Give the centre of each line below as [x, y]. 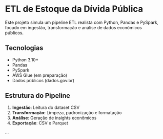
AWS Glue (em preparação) [40, 75]
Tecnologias [24, 48]
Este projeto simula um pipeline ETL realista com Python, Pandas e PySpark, [82, 22]
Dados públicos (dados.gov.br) [43, 80]
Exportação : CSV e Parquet [40, 123]
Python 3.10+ [25, 60]
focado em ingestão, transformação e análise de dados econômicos [74, 27]
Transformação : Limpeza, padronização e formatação [67, 112]
